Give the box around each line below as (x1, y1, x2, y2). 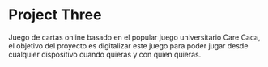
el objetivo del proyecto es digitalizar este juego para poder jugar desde (8, 40, 249, 50)
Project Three (8, 6, 102, 24)
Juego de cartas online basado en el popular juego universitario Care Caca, (8, 32, 261, 42)
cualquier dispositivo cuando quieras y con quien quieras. (8, 49, 202, 59)
